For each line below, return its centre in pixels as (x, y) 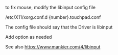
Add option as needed (29, 37)
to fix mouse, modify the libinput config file (51, 7)
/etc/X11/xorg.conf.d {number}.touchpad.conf (53, 17)
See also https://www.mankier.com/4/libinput (53, 47)
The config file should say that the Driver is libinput (59, 27)
